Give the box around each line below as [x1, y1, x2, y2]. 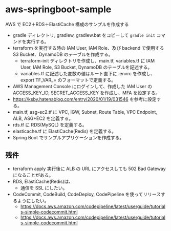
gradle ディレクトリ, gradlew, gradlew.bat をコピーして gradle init [12, 32, 155, 38]
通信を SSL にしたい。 [20, 184, 68, 191]
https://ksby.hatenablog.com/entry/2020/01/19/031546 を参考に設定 [12, 96, 157, 102]
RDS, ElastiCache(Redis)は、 [12, 178, 73, 184]
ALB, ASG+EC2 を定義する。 [12, 115, 73, 121]
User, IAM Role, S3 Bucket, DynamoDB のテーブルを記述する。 [20, 64, 153, 70]
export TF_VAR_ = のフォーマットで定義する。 [20, 77, 116, 83]
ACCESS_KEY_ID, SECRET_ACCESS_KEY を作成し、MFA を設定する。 [12, 90, 160, 96]
